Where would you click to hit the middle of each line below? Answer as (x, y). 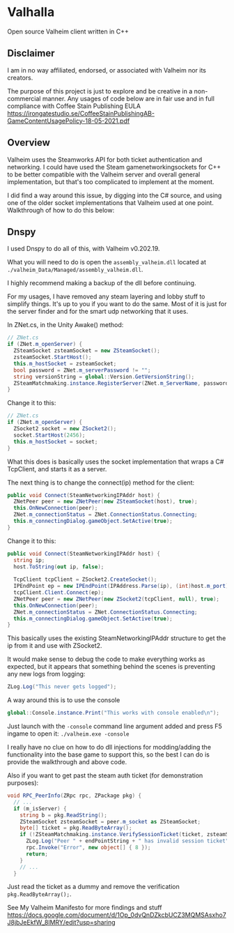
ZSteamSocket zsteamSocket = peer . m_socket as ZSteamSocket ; (110, 821)
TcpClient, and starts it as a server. (57, 469)
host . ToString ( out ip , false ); (59, 567)
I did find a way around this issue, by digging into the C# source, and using (115, 195)
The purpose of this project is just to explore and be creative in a (100, 91)
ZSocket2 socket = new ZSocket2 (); (65, 429)
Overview (29, 143)
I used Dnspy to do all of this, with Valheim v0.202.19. (84, 249)
